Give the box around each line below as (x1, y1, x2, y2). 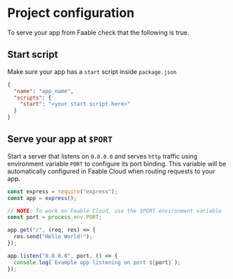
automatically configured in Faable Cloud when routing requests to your (7, 167, 215, 175)
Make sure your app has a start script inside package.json (7, 67, 177, 75)
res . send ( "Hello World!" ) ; (13, 233, 93, 240)
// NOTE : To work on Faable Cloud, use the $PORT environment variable (7, 207, 222, 214)
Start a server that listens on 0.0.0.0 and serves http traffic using (7, 151, 198, 160)
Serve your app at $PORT (7, 133, 113, 145)
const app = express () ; (7, 194, 77, 201)
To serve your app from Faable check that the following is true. (7, 28, 189, 37)
